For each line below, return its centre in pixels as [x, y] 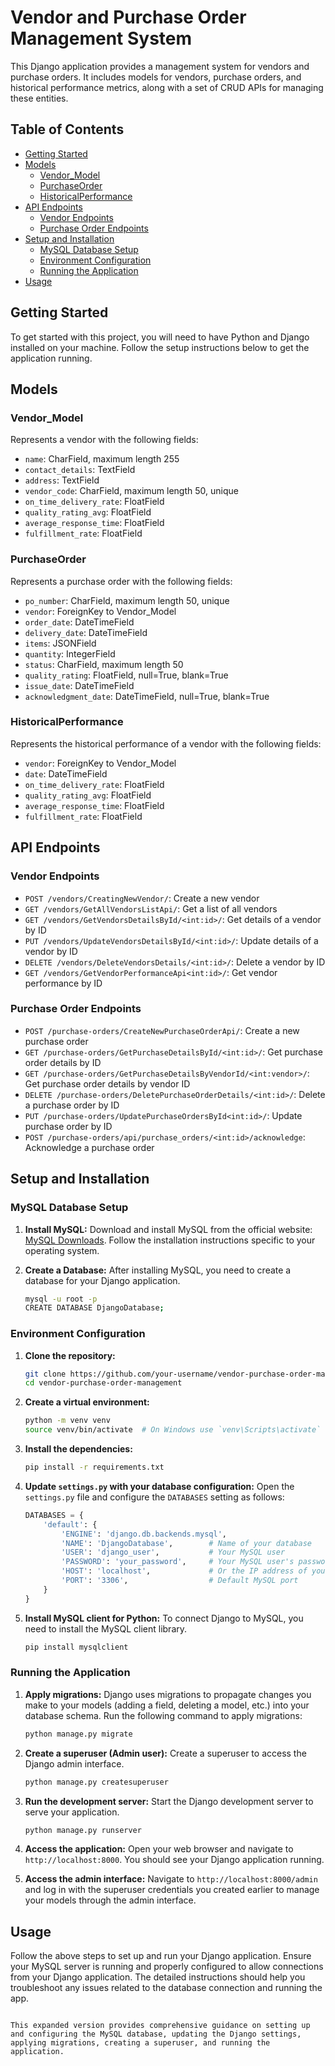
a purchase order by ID [72, 1105]
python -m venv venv [67, 1421]
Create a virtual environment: [87, 1402]
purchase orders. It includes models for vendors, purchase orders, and [156, 77]
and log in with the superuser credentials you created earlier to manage [172, 1890]
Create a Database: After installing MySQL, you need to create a [158, 1270]
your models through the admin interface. [110, 1900]
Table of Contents [67, 129]
